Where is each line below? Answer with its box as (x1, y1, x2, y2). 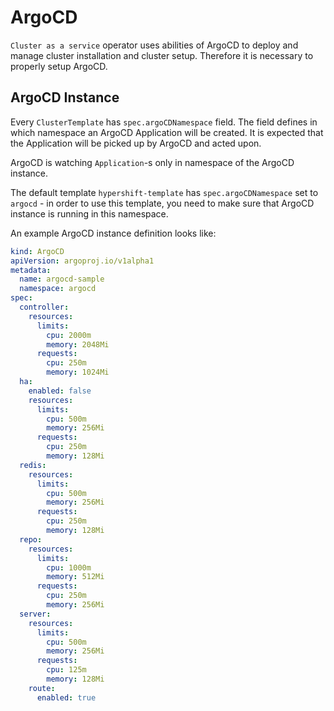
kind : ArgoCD (10, 246, 65, 256)
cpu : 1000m (46, 562, 92, 573)
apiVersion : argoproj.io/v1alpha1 (10, 256, 155, 266)
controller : (19, 302, 70, 312)
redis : (19, 460, 47, 470)
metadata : (10, 265, 52, 275)
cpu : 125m (46, 665, 87, 675)
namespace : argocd (19, 284, 97, 294)
